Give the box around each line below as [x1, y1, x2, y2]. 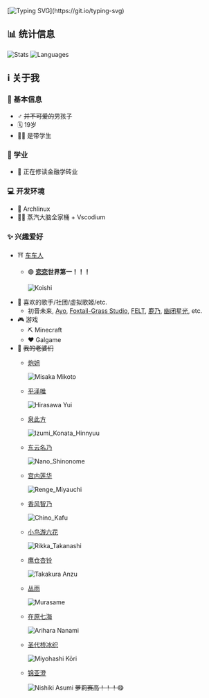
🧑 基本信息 [7, 94, 43, 104]
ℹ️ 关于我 [7, 72, 40, 84]
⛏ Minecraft [27, 326, 62, 334]
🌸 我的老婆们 [17, 344, 54, 352]
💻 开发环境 [7, 186, 45, 196]
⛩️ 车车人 [17, 251, 44, 259]
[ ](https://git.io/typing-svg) [7, 7, 125, 15]
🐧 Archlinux [17, 205, 51, 213]
